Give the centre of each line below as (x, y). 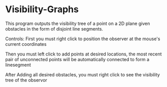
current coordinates (26, 44)
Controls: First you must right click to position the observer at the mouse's (83, 39)
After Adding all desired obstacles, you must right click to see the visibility (82, 74)
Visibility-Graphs (42, 9)
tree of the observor (26, 80)
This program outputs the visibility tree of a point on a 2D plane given (78, 23)
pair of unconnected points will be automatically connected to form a (77, 59)
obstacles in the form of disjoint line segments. (54, 28)
